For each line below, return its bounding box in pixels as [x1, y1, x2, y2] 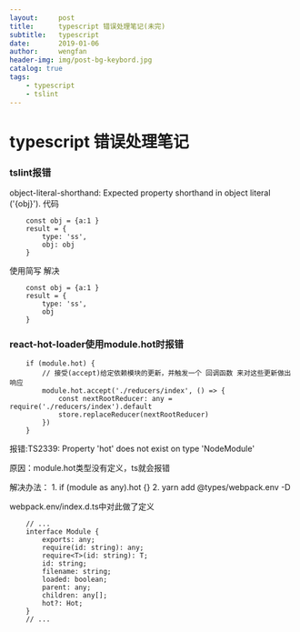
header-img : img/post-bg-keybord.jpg [9, 55, 153, 65]
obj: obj [42, 240, 75, 249]
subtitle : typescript [9, 30, 100, 39]
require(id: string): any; [42, 543, 145, 553]
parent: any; [42, 583, 92, 592]
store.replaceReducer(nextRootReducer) [57, 410, 209, 419]
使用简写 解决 [9, 265, 60, 276]
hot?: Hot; [42, 599, 84, 608]
